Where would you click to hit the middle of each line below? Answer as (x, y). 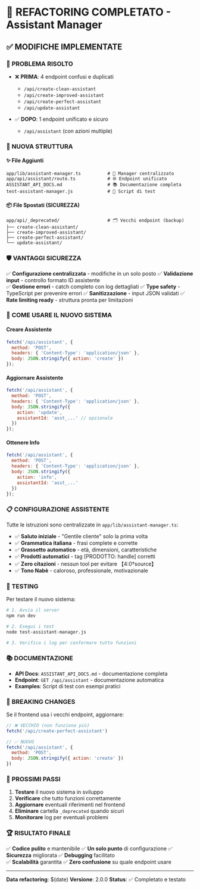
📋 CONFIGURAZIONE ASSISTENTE (58, 510)
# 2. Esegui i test (30, 626)
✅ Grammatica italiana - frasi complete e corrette (76, 543)
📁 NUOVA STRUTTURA (40, 146)
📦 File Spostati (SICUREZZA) (43, 205)
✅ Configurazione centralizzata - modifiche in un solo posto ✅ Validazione (100, 273)
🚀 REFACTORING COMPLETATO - (89, 12)
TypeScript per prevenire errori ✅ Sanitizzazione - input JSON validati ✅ (96, 293)
